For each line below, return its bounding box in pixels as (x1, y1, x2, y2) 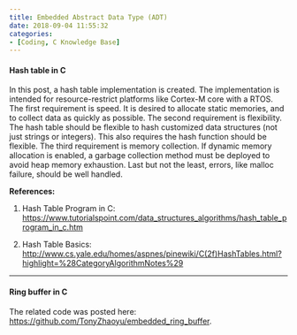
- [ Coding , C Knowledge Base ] (9, 37, 121, 47)
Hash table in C (9, 65, 66, 75)
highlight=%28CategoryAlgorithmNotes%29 (21, 258, 184, 269)
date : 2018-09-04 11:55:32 (9, 21, 109, 30)
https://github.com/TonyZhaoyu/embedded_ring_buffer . (9, 316, 212, 326)
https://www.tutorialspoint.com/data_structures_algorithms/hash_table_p (21, 213, 287, 224)
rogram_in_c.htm (21, 222, 84, 232)
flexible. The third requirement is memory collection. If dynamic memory (9, 141, 272, 151)
